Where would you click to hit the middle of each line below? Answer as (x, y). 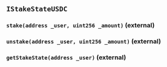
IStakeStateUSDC (37, 9)
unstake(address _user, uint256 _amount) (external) (84, 41)
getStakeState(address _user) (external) (66, 57)
